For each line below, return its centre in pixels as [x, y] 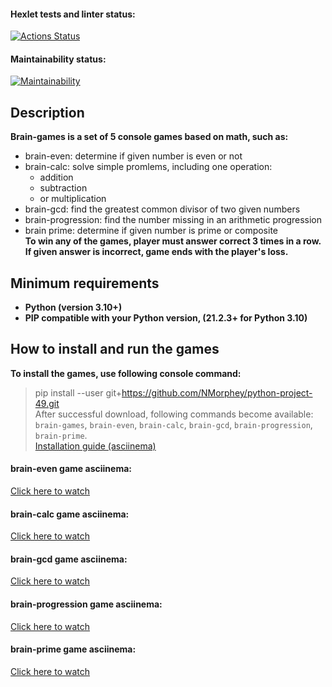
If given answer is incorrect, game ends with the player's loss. [156, 252]
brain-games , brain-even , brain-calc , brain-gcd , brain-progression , [173, 424]
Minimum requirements [85, 283]
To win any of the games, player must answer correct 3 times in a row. [173, 241]
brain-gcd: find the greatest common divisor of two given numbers [162, 209]
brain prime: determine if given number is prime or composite [151, 231]
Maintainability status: [58, 59]
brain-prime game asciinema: [73, 649]
